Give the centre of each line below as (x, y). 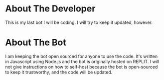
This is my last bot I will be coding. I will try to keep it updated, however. (79, 22)
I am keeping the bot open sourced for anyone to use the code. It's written (82, 56)
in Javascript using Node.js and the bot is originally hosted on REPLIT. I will (82, 61)
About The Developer (50, 9)
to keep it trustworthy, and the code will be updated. (59, 72)
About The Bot (36, 42)
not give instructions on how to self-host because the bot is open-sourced (82, 67)
